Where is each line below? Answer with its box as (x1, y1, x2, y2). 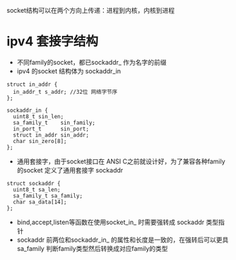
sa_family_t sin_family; (13, 119, 96, 126)
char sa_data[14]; (13, 198, 68, 206)
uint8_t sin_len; (13, 113, 64, 120)
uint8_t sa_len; (13, 186, 61, 193)
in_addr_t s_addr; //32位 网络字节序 (13, 88, 118, 95)
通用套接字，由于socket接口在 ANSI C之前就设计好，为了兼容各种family (16, 157, 225, 166)
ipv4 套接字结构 (6, 34, 99, 49)
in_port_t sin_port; (13, 125, 90, 132)
